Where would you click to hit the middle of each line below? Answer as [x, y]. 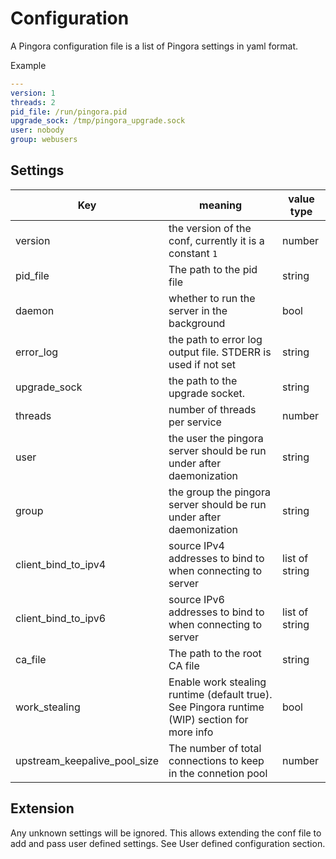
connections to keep [216, 760]
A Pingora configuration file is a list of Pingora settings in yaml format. [154, 46]
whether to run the [212, 298]
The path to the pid [213, 269]
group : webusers [44, 140]
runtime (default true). [220, 694]
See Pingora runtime [216, 707]
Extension [42, 808]
